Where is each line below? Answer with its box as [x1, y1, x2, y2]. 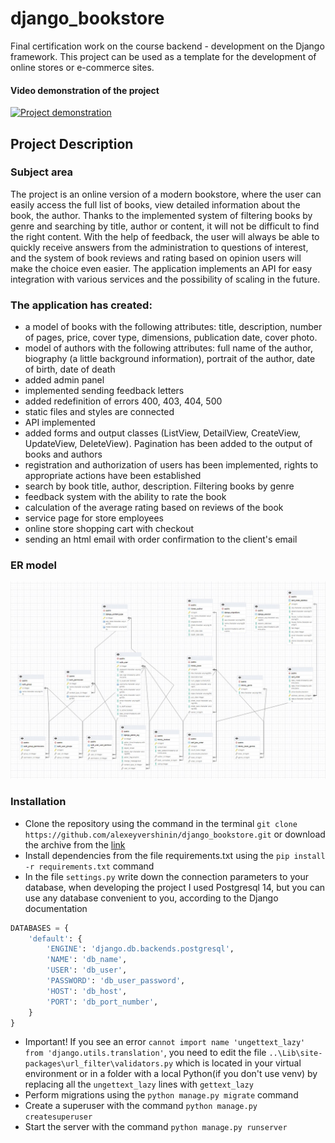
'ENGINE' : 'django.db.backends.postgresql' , [46, 944, 235, 954]
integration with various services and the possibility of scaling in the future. [10, 273, 321, 285]
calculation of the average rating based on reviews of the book [24, 502, 284, 514]
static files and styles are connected [24, 406, 175, 418]
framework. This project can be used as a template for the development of [10, 50, 317, 62]
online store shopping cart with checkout [24, 523, 195, 535]
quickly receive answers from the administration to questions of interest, [10, 241, 309, 253]
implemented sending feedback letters [24, 385, 185, 397]
